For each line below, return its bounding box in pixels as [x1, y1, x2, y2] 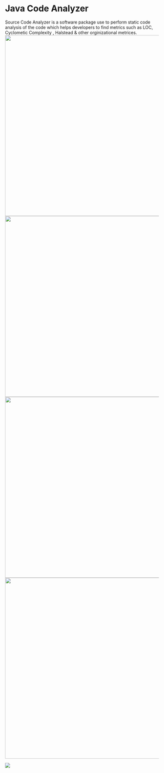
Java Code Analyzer [5, 3, 89, 14]
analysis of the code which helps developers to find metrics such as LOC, [5, 24, 153, 30]
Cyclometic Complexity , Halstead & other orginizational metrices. [5, 29, 137, 35]
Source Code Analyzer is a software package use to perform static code [5, 19, 150, 25]
